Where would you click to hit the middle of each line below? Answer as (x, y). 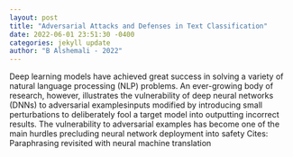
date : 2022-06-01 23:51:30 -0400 (72, 34)
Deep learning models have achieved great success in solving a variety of (146, 76)
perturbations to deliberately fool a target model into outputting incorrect (144, 115)
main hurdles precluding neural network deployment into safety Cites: (139, 134)
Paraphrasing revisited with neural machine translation (110, 144)
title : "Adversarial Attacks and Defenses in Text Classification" (139, 26)
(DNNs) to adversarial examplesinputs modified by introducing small (136, 105)
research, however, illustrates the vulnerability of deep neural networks (142, 96)
